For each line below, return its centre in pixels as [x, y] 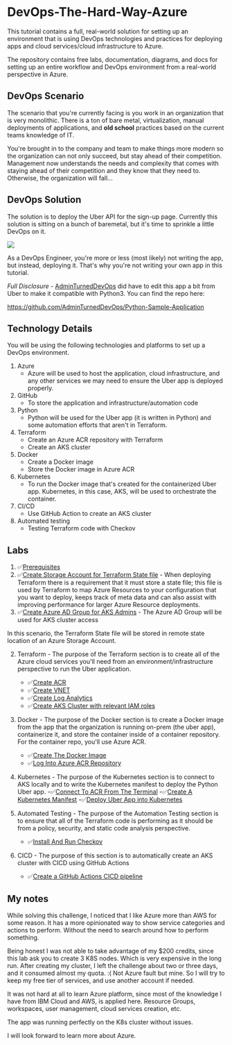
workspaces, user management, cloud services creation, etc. [95, 1009]
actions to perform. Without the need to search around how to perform [108, 930]
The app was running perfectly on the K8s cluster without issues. [100, 1022]
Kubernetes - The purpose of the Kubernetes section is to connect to [116, 777]
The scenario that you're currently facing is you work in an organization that [115, 112]
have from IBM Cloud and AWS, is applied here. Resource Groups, [101, 1001]
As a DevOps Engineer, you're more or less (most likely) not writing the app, [115, 258]
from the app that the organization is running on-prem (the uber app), [116, 727]
